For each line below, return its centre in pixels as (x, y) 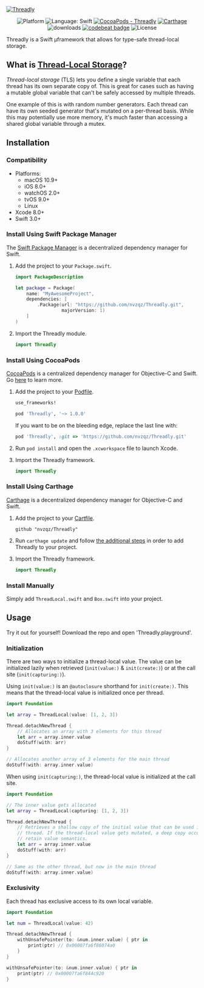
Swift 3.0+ (28, 218)
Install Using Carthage (40, 486)
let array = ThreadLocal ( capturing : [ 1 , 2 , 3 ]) (68, 811)
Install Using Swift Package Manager (62, 234)
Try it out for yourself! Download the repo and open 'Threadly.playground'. (99, 632)
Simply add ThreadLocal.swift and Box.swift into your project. (85, 598)
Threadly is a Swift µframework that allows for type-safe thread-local (93, 39)
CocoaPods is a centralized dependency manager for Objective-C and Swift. (102, 373)
